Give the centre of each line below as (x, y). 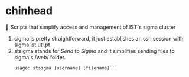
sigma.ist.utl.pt (32, 45)
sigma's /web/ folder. (40, 57)
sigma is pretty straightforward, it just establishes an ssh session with (99, 38)
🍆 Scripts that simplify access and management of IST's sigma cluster (91, 27)
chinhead (29, 11)
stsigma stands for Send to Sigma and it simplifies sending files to (94, 51)
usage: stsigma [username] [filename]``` (66, 68)
